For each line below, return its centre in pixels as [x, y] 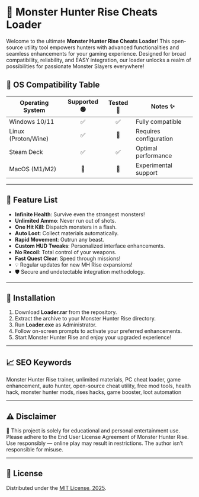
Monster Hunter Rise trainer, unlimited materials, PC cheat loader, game [94, 380]
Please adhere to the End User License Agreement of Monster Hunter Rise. [97, 437]
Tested [118, 103]
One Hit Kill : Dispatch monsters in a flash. [66, 227]
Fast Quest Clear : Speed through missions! [68, 258]
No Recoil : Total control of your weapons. [65, 252]
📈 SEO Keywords [39, 362]
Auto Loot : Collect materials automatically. [67, 233]
